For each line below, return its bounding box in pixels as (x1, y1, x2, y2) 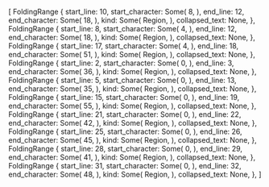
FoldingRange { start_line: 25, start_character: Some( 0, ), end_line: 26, (8, 127, 243, 136)
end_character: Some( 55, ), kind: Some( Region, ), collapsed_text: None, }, (8, 101, 257, 110)
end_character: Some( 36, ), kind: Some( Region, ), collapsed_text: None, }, (8, 67, 257, 76)
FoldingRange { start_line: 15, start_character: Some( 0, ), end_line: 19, (8, 93, 240, 102)
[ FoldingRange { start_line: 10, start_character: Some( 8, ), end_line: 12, (8, 7, 245, 16)
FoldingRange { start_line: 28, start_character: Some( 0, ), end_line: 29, (8, 144, 243, 153)
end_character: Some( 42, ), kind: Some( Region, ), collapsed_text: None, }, (8, 118, 258, 127)
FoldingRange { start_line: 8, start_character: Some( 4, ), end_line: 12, (8, 24, 238, 33)
